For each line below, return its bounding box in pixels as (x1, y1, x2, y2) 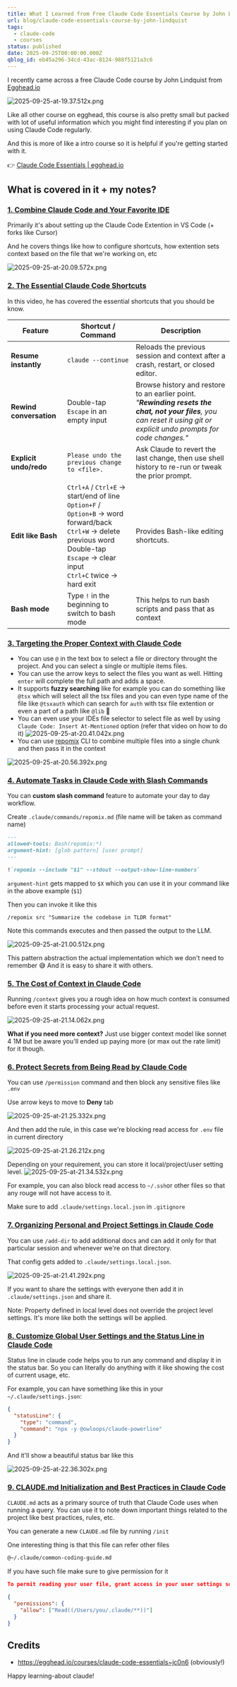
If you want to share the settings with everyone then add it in (7, 1285, 183, 1293)
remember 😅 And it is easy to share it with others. (7, 961, 153, 969)
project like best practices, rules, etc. (7, 1513, 115, 1522)
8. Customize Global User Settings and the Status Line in (7, 1331, 205, 1341)
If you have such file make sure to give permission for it (7, 1567, 169, 1576)
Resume (11, 351, 39, 361)
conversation (11, 411, 56, 421)
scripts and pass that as (135, 604, 215, 614)
